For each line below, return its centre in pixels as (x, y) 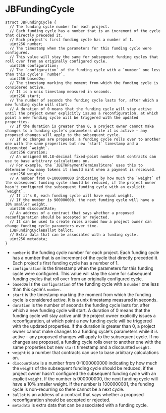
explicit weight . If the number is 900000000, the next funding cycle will (85, 379)
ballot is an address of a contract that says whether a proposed (78, 394)
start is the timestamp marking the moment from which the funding (82, 294)
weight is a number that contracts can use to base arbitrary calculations (85, 352)
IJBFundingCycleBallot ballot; (42, 230)
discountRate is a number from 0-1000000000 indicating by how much (85, 363)
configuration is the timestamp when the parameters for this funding (83, 268)
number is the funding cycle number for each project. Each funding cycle (86, 252)
